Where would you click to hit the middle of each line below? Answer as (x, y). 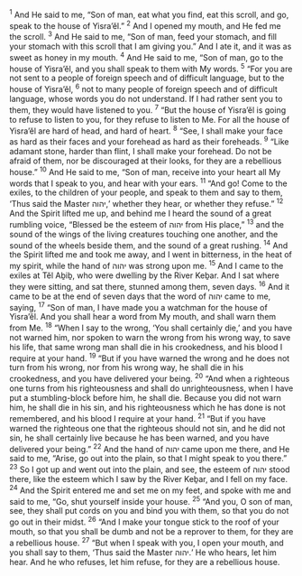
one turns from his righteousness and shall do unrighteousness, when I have (151, 388)
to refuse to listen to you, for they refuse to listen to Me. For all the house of (150, 119)
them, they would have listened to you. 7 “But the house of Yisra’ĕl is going (148, 109)
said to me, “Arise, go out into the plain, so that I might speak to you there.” (148, 459)
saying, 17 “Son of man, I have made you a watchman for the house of (138, 306)
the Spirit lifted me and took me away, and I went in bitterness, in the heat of (151, 255)
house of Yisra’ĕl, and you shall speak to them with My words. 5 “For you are (151, 68)
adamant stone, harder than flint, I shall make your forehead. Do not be (141, 151)
